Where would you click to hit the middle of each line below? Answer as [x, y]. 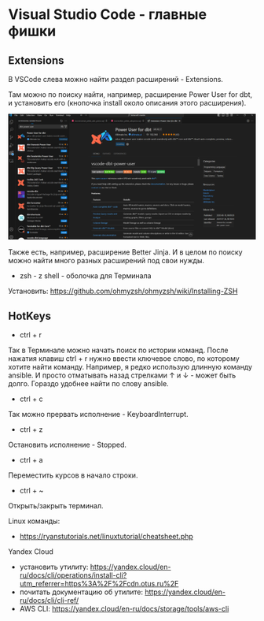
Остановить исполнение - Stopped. [68, 445]
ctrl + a [31, 460]
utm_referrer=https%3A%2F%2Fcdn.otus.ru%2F [99, 584]
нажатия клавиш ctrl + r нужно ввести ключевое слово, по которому [124, 359]
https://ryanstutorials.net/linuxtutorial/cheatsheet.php [106, 537]
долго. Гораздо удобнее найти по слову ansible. [88, 384]
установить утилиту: [54, 567]
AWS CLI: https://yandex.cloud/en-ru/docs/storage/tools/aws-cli [124, 609]
